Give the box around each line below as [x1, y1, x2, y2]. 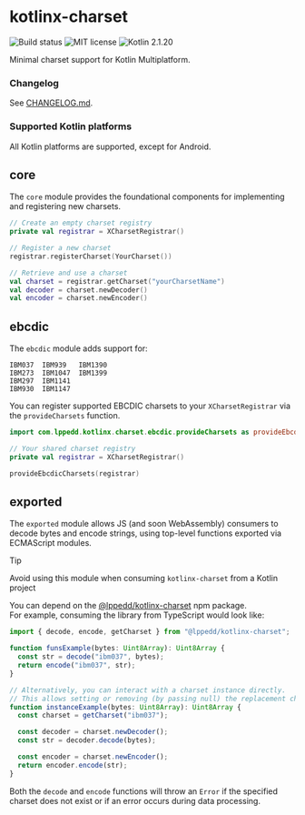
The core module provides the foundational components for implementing [9, 191, 285, 202]
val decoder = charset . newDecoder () [9, 285, 148, 295]
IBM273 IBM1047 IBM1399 [9, 368, 107, 378]
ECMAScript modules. [9, 538, 93, 548]
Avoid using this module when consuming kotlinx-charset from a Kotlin [9, 573, 279, 584]
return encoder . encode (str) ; [17, 760, 128, 770]
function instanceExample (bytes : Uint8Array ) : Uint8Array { [9, 702, 242, 711]
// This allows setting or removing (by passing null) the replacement [9, 694, 286, 703]
